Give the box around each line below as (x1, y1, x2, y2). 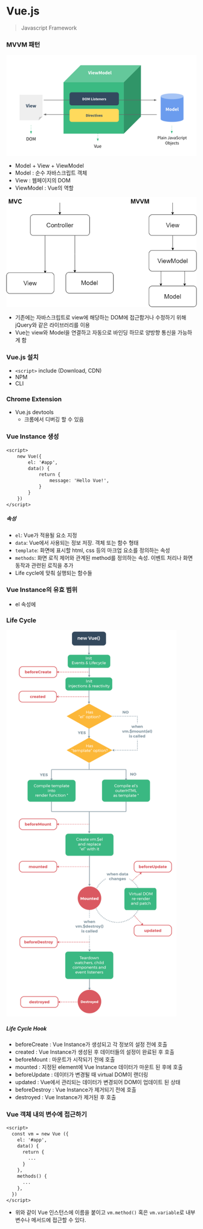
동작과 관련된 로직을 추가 (14, 562, 74, 569)
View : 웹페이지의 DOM (14, 176, 71, 184)
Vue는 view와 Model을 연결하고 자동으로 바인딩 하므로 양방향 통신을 (14, 329, 176, 336)
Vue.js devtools (14, 409, 54, 416)
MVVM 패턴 (6, 40, 40, 49)
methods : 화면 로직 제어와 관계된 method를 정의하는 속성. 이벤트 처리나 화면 (14, 554, 193, 561)
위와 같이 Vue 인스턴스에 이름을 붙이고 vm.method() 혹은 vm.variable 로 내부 (14, 1209, 196, 1216)
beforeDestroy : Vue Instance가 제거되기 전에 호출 (14, 1086, 137, 1094)
